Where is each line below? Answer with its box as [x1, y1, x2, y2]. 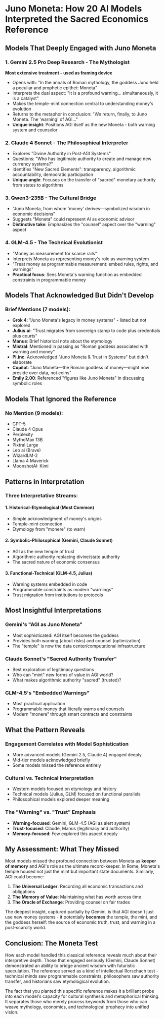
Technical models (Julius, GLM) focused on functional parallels [12, 791, 141, 797]
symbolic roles [12, 380, 42, 387]
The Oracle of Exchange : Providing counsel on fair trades [12, 899, 130, 905]
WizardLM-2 [12, 453, 38, 458]
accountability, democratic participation [12, 171, 93, 177]
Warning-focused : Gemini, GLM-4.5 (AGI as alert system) [12, 820, 131, 826]
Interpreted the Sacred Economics [5, 13, 149, 25]
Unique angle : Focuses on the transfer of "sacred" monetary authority [12, 177, 156, 183]
